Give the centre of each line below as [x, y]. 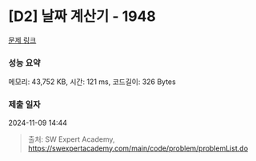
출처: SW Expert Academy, [71, 139]
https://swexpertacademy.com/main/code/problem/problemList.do [138, 148]
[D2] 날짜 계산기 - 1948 [82, 16]
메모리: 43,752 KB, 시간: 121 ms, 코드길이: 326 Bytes [92, 82]
